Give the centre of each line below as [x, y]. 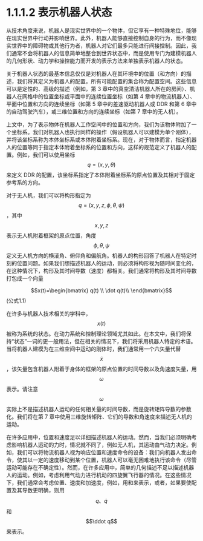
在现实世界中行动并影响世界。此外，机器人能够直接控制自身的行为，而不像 [99, 38]
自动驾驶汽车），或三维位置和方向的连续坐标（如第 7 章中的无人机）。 [96, 111]
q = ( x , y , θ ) [101, 164]
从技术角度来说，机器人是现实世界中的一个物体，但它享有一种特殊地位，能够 [101, 30]
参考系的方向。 [25, 182]
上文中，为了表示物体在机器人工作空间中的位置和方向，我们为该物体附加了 [99, 124]
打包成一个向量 [25, 278]
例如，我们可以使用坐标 [46, 155]
